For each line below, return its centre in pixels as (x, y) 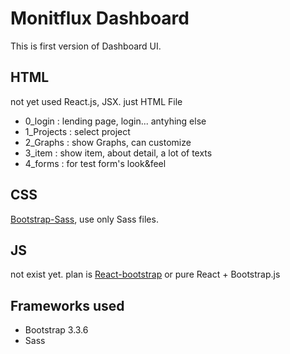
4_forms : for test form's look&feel (95, 163)
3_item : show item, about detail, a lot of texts (118, 153)
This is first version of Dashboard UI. (86, 46)
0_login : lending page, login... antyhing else (115, 121)
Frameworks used (67, 305)
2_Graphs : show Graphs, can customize (108, 142)
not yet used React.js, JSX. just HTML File (96, 101)
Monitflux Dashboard (100, 18)
